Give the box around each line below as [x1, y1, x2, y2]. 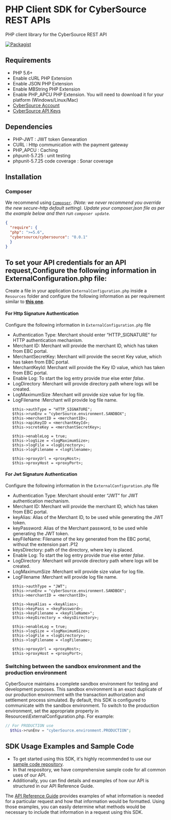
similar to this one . [5, 299, 45, 305]
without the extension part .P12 [12, 541, 78, 548]
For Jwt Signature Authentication [5, 471, 78, 477]
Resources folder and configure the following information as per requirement [5, 293, 165, 300]
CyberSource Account [12, 102, 60, 108]
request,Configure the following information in [5, 266, 157, 275]
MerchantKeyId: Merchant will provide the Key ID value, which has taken [12, 364, 165, 370]
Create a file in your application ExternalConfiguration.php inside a [5, 288, 147, 294]
